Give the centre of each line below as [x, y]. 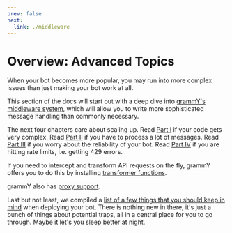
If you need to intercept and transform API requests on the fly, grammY [109, 165]
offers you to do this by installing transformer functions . [87, 173]
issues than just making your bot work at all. [70, 88]
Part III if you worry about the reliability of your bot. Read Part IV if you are [113, 144]
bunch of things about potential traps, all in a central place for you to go [110, 215]
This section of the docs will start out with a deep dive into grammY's [106, 101]
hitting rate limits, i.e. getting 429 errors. [65, 152]
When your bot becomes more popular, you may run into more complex [110, 80]
